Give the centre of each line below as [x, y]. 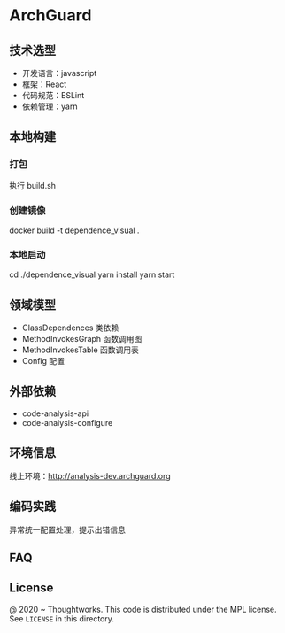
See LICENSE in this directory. [62, 618]
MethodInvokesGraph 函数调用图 [82, 339]
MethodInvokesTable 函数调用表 [81, 350]
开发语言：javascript [59, 73]
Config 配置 [43, 361]
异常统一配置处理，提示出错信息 [67, 529]
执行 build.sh [32, 185]
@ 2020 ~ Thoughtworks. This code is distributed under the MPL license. [143, 609]
